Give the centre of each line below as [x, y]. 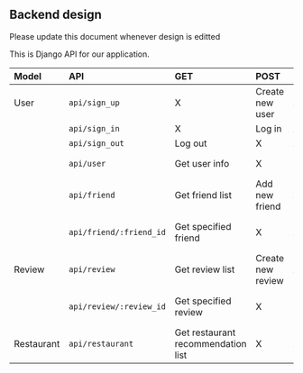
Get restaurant [205, 332]
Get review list [205, 269]
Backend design [55, 15]
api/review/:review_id [118, 306]
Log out [191, 143]
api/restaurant [101, 343]
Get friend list [203, 195]
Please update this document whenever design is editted [115, 36]
